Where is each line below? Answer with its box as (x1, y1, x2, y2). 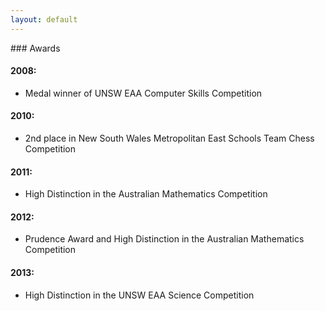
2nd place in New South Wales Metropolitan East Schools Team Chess (24, 132, 315, 145)
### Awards (10, 42, 61, 54)
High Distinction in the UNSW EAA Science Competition (24, 289, 255, 301)
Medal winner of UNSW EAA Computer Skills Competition (24, 87, 263, 99)
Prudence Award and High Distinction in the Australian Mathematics (24, 233, 305, 245)
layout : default (10, 14, 78, 25)
